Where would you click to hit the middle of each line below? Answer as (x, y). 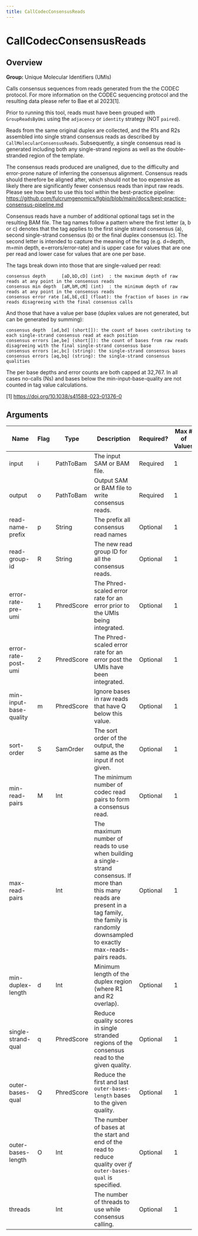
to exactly (108, 942)
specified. (108, 1185)
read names (110, 535)
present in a (110, 905)
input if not (109, 760)
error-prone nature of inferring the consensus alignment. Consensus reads (97, 173)
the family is (111, 920)
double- (176, 149)
